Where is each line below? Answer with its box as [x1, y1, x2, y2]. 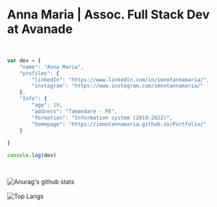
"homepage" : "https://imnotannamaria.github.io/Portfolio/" [31, 120, 207, 128]
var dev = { [7, 57, 41, 64]
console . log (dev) [7, 152, 57, 159]
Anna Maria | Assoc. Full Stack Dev [7, 7, 210, 23]
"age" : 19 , [31, 102, 63, 109]
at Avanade [7, 21, 73, 37]
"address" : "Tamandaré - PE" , [31, 108, 118, 115]
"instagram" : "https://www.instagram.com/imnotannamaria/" [31, 83, 204, 89]
